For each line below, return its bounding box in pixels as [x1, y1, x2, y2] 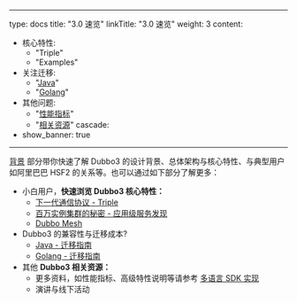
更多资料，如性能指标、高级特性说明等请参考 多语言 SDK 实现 [34, 273, 259, 284]
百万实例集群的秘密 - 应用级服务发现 [34, 208, 168, 218]
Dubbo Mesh [34, 218, 82, 229]
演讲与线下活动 [34, 284, 90, 294]
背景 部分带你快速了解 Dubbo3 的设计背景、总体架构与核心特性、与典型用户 [9, 156, 286, 167]
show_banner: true [21, 129, 91, 140]
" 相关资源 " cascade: [34, 120, 110, 129]
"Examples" [34, 57, 79, 67]
